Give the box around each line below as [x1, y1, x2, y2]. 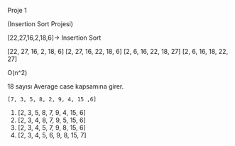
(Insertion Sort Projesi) [7, 20, 73, 28]
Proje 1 [7, 6, 27, 14]
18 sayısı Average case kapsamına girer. [7, 82, 124, 91]
